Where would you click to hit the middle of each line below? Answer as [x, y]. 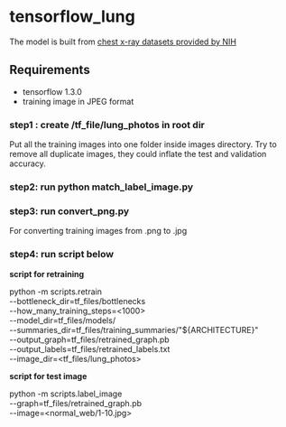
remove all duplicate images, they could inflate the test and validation [138, 154]
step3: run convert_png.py [69, 211]
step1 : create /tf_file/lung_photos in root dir [107, 125]
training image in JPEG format [78, 101]
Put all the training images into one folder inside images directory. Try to [143, 144]
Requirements [50, 70]
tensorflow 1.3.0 [52, 91]
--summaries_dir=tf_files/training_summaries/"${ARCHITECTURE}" [134, 330]
